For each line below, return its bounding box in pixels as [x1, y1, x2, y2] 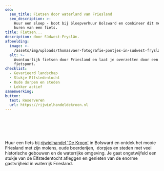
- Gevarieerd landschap [9, 71, 58, 76]
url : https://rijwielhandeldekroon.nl [9, 103, 89, 107]
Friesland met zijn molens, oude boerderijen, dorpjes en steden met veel [5, 145, 152, 150]
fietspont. [14, 62, 36, 66]
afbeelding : [5, 39, 29, 44]
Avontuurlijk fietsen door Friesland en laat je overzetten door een [14, 57, 159, 62]
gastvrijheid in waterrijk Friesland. [5, 160, 73, 166]
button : [5, 93, 21, 98]
